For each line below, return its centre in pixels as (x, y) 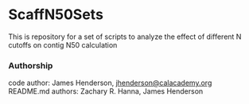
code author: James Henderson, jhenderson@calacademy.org (110, 83)
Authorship (31, 65)
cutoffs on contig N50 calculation (63, 44)
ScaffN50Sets (56, 15)
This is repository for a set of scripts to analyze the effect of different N (125, 37)
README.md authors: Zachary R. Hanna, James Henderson (106, 91)
